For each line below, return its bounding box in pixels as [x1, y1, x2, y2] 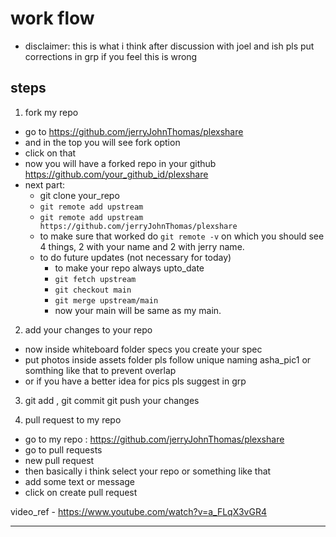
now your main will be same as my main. [54, 304, 222, 316]
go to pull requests [24, 443, 103, 456]
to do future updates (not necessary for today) [39, 251, 232, 263]
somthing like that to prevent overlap [24, 364, 177, 376]
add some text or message [24, 475, 136, 487]
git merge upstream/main [54, 295, 159, 306]
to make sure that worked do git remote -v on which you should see [39, 230, 325, 242]
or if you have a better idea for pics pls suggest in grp [24, 375, 247, 387]
